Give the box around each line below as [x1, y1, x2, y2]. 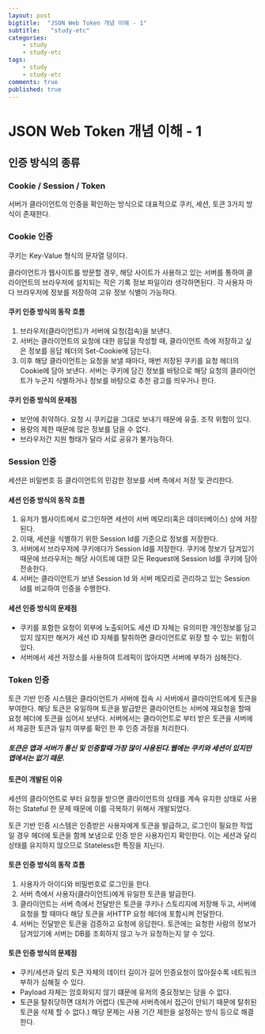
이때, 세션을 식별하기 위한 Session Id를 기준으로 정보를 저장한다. [19, 534, 218, 544]
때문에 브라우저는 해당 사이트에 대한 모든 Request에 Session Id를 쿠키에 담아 [19, 554, 258, 563]
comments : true [8, 78, 59, 86]
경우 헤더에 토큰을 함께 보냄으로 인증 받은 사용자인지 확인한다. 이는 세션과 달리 [16, 830, 257, 840]
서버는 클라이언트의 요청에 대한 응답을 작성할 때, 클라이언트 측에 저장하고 [19, 336, 244, 345]
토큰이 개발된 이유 [8, 775, 63, 784]
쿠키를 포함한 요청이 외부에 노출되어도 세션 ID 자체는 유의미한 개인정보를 [19, 622, 243, 632]
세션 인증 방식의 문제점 [8, 604, 78, 613]
